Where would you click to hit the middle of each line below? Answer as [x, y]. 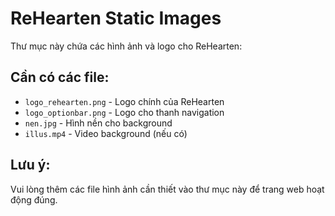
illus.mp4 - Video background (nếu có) [106, 133]
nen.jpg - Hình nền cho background [98, 123]
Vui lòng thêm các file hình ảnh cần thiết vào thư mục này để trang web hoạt [167, 189]
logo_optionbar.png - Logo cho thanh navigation [124, 112]
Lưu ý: [30, 165]
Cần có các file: [60, 77]
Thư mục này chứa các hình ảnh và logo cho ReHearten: [126, 46]
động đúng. [34, 199]
